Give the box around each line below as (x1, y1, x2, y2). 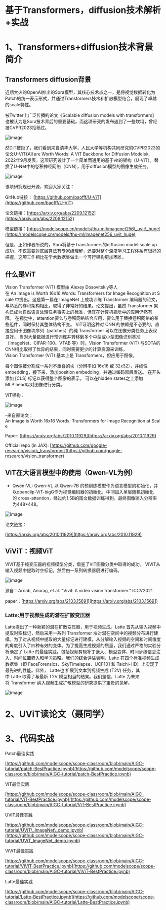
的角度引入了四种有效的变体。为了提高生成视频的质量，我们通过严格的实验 (5, 642, 157, 648)
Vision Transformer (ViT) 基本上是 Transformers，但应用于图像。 (5, 352, 137, 358)
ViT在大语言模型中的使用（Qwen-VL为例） (5, 469, 137, 477)
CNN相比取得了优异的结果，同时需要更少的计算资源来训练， (5, 346, 127, 352)
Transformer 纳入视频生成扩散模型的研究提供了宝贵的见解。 (10, 680, 132, 686)
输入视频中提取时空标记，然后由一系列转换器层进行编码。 (5, 567, 122, 573)
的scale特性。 (5, 102, 34, 108)
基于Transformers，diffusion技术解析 (5, 4, 161, 16)
